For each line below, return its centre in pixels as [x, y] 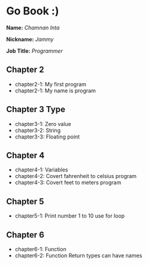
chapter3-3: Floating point [47, 137]
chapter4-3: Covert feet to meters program [68, 183]
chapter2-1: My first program [51, 84]
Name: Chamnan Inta [33, 28]
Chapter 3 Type [36, 109]
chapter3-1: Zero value [43, 124]
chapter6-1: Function [41, 249]
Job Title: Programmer [34, 51]
